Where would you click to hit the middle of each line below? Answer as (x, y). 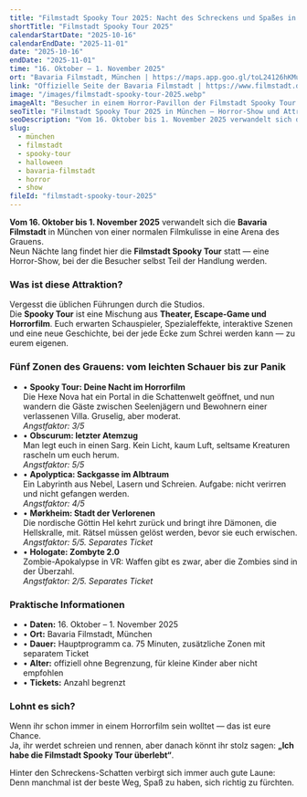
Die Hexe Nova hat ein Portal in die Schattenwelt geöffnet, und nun (148, 396)
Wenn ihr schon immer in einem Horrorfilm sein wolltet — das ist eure (140, 726)
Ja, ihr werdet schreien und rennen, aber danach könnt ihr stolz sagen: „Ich (152, 746)
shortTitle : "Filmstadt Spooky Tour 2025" (91, 26)
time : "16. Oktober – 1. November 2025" (88, 69)
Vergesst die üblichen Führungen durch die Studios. (107, 304)
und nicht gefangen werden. (76, 493)
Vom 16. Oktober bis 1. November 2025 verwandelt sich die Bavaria (138, 222)
